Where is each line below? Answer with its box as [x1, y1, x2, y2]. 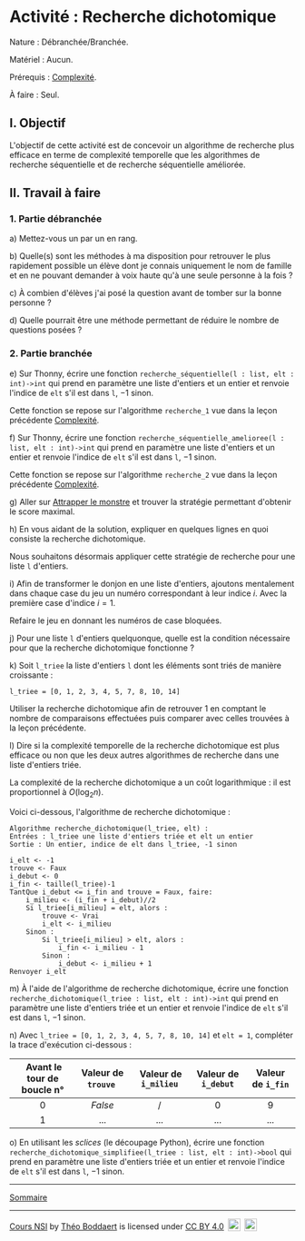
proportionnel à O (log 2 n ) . [9, 786, 104, 799]
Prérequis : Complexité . [9, 71, 97, 83]
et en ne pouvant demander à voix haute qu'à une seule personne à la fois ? [9, 270, 293, 281]
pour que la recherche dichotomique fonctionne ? [9, 642, 195, 653]
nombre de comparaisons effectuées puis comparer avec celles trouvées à [9, 712, 290, 723]
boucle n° [21, 1083, 64, 1096]
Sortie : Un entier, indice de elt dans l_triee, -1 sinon [9, 839, 238, 849]
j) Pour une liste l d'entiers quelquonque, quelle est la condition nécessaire [9, 632, 290, 643]
